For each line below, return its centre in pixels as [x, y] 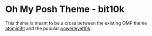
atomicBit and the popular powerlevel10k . [49, 28]
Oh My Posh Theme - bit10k [65, 9]
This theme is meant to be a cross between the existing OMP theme [76, 23]
